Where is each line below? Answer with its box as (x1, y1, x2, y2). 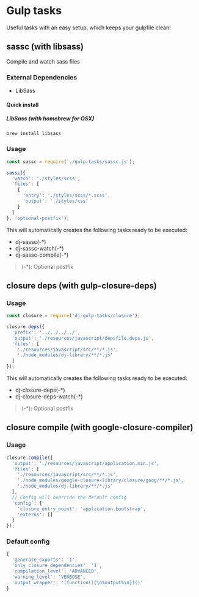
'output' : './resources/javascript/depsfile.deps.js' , (12, 335, 154, 341)
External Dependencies (6, 73, 78, 81)
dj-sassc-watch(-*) (15, 244, 64, 252)
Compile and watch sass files (6, 57, 81, 65)
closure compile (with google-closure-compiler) (6, 422, 194, 433)
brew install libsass (6, 130, 62, 136)
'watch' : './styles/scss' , (12, 175, 81, 181)
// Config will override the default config (12, 494, 127, 500)
